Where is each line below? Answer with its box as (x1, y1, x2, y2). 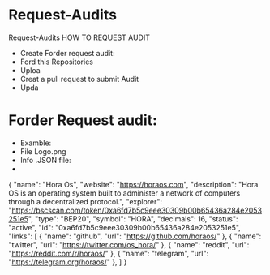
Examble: (19, 138, 52, 148)
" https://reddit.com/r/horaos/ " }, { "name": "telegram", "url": (8, 248, 209, 258)
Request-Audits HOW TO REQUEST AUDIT (8, 32, 150, 42)
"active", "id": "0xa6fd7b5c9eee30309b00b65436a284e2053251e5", (8, 222, 241, 232)
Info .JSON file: (19, 155, 71, 165)
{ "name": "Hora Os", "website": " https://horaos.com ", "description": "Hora (8, 179, 259, 189)
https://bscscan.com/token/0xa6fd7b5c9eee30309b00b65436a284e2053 (11, 205, 262, 215)
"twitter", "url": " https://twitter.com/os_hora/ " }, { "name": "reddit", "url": (8, 239, 250, 249)
